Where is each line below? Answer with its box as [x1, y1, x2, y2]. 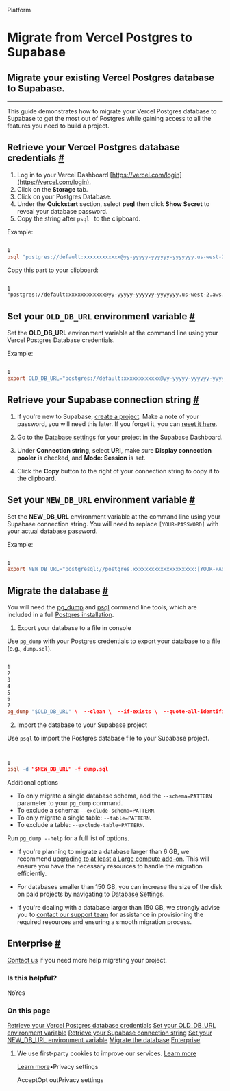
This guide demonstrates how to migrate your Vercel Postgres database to [7, 107, 217, 115]
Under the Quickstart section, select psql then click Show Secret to [16, 199, 210, 208]
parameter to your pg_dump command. [16, 798, 123, 807]
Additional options [7, 778, 59, 786]
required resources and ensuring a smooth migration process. [16, 917, 192, 926]
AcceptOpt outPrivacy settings [16, 1076, 104, 1084]
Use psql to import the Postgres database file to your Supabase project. [7, 734, 210, 743]
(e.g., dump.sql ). [7, 644, 53, 653]
